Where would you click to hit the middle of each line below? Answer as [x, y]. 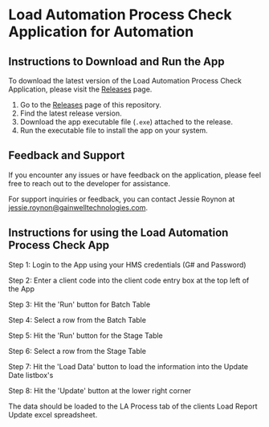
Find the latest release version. [71, 113]
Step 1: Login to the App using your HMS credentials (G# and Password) [127, 264]
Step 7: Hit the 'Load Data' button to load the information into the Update [128, 366]
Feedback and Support [67, 155]
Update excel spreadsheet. [53, 414]
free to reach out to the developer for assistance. [90, 183]
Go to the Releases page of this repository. [91, 105]
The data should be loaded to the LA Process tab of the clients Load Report [133, 406]
